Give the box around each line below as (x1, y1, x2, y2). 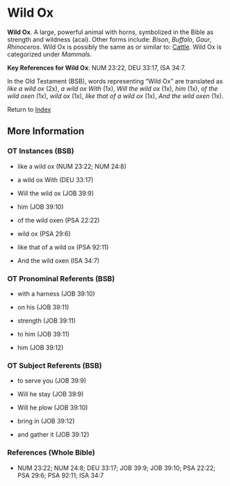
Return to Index (7, 105, 51, 113)
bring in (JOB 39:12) (17, 417, 75, 426)
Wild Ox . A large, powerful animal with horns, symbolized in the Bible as (7, 28, 214, 36)
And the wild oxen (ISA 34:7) (17, 256, 99, 265)
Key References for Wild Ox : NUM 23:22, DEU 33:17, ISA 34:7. (7, 63, 186, 72)
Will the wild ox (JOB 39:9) (17, 189, 95, 197)
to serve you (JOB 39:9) (17, 377, 87, 385)
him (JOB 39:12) (17, 343, 64, 352)
